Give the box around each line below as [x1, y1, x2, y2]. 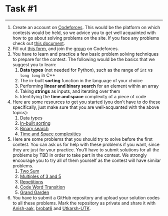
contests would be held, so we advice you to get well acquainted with [12, 30, 156, 36]
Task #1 [5, 3, 37, 15]
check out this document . [12, 40, 65, 46]
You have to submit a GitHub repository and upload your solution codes [12, 194, 160, 200]
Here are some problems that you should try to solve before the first [12, 136, 153, 142]
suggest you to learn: [12, 61, 56, 68]
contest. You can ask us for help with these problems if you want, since [12, 141, 160, 147]
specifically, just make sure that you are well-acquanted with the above [12, 104, 159, 110]
